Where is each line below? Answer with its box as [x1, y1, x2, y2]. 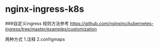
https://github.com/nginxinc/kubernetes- [70, 20, 154, 26]
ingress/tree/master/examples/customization [5, 26, 97, 32]
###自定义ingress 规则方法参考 [5, 20, 69, 26]
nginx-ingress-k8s [5, 3, 84, 15]
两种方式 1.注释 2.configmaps [5, 36, 66, 42]
